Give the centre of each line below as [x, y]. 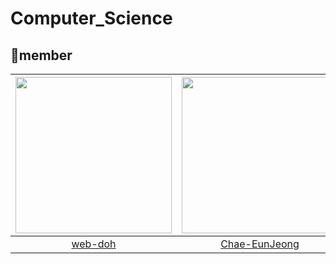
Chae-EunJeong [260, 244]
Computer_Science [91, 18]
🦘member [41, 55]
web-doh [94, 244]
